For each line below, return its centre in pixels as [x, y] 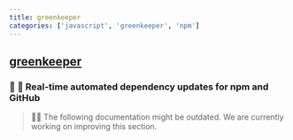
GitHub [25, 97]
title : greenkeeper [45, 17]
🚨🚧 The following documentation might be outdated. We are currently [158, 117]
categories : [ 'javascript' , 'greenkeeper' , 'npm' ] [104, 26]
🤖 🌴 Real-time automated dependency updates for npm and [139, 87]
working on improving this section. [94, 127]
